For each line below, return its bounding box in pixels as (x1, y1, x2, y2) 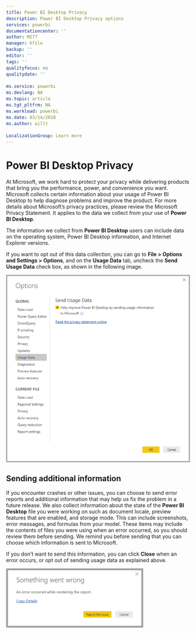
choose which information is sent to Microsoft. (6, 539, 118, 546)
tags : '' (6, 59, 27, 64)
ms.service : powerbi (6, 84, 57, 90)
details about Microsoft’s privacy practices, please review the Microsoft (6, 203, 178, 210)
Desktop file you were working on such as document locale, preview (6, 508, 171, 515)
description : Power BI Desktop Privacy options (6, 15, 124, 22)
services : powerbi (6, 22, 51, 28)
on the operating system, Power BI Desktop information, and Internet (6, 233, 171, 240)
